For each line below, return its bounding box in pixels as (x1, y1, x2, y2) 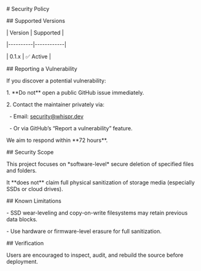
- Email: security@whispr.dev (9, 113, 84, 120)
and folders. (6, 167, 37, 174)
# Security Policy (6, 6, 50, 12)
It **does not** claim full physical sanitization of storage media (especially (6, 179, 195, 186)
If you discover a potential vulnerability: (6, 77, 106, 84)
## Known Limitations (6, 197, 61, 205)
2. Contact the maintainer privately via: (6, 101, 104, 108)
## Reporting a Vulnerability (6, 65, 78, 73)
